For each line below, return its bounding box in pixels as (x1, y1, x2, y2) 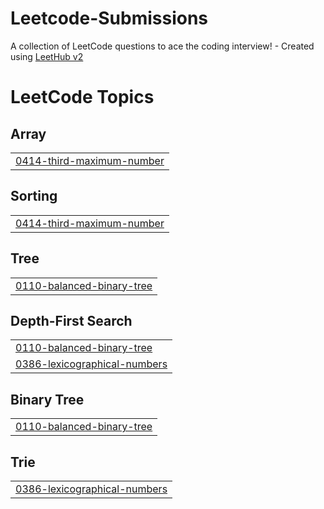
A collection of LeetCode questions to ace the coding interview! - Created (10, 40, 315, 52)
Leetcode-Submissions (10, 7, 209, 30)
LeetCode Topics (10, 86, 155, 109)
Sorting (10, 188, 58, 205)
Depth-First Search (10, 312, 133, 329)
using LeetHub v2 (10, 50, 84, 62)
